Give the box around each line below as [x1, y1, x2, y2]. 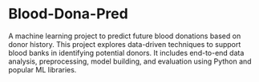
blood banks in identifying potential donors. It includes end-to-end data [8, 48, 245, 57]
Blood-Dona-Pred [8, 5, 128, 23]
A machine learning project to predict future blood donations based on [8, 31, 241, 41]
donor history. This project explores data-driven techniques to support [8, 39, 241, 49]
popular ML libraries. [8, 64, 77, 74]
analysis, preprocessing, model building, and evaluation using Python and [8, 57, 252, 66]
